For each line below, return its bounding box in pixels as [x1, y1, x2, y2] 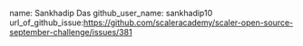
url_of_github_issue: [9, 17, 84, 28]
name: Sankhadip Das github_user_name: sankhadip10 [9, 8, 213, 18]
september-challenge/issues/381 [9, 27, 133, 37]
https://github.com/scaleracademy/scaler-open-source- [83, 17, 294, 28]
